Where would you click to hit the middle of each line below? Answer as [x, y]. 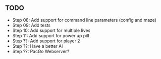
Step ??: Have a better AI [38, 46]
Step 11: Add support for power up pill [51, 35]
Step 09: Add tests [31, 25]
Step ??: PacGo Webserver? [41, 51]
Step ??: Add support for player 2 [46, 41]
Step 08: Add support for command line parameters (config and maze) [84, 20]
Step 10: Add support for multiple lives [51, 30]
